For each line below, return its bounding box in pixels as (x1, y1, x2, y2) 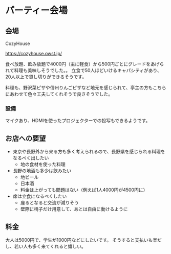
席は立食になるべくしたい (12, 193, 67, 199)
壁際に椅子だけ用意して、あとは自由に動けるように (20, 206, 128, 212)
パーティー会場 (5, 5, 68, 16)
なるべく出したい (12, 155, 49, 161)
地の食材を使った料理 (20, 161, 66, 168)
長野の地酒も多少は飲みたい (12, 168, 72, 174)
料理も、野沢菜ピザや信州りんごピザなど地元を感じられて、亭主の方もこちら (5, 85, 166, 90)
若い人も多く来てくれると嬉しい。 (14, 243, 86, 249)
